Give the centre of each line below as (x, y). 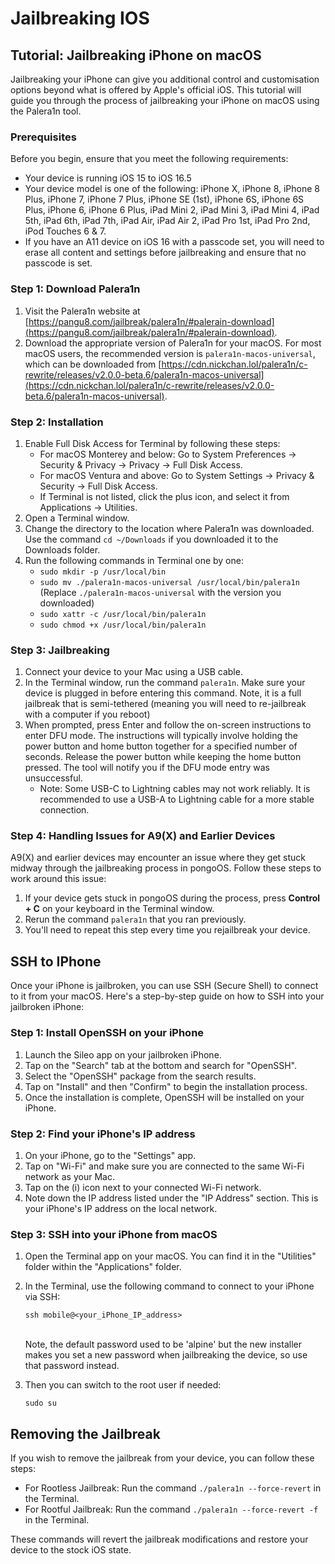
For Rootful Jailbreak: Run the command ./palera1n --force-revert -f (171, 1509)
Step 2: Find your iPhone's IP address (103, 1134)
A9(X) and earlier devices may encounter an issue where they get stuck (158, 858)
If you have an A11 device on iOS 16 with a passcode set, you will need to (174, 242)
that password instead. (72, 1366)
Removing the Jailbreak (85, 1433)
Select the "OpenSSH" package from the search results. (140, 1076)
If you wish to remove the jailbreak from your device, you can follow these (162, 1458)
